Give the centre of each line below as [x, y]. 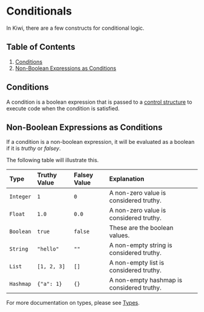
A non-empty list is [137, 263]
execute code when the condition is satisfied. [63, 108]
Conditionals [39, 11]
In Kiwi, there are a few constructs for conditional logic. [75, 28]
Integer [20, 197]
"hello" [48, 249]
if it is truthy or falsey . [34, 148]
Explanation [127, 179]
